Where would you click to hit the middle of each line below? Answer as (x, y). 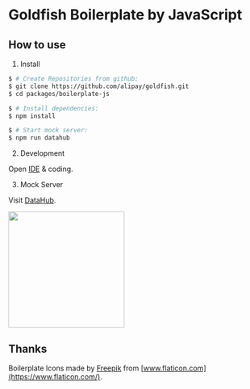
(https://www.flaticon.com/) (54, 376)
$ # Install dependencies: (54, 108)
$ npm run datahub (39, 138)
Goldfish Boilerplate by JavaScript (125, 15)
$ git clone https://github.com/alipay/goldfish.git (99, 86)
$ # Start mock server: (48, 131)
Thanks (28, 349)
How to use (37, 45)
